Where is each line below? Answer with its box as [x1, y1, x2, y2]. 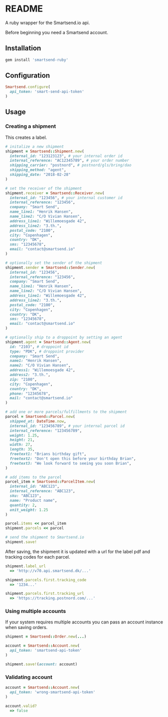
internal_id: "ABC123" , [10, 484, 59, 489]
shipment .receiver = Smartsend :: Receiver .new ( [5, 191, 105, 196]
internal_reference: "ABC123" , [10, 489, 75, 494]
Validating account [5, 673, 53, 680]
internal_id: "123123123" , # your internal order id [10, 153, 123, 158]
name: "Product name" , [10, 498, 57, 503]
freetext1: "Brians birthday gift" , [10, 452, 87, 457]
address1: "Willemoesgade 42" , [10, 368, 75, 373]
